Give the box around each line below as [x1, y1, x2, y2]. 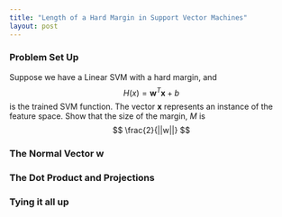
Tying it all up [9, 195, 69, 208]
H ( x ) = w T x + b [123, 86, 180, 98]
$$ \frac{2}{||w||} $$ [112, 125, 191, 136]
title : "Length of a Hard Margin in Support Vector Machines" [9, 13, 248, 23]
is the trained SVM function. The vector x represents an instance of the [9, 101, 273, 113]
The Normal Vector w [9, 148, 105, 160]
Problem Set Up [9, 51, 79, 64]
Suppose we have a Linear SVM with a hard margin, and [9, 71, 218, 82]
